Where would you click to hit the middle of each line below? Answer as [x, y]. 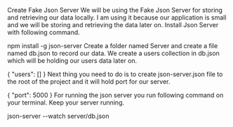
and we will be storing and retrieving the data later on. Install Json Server [113, 25]
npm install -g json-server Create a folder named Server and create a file [113, 46]
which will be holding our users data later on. [72, 61]
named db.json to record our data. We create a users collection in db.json [113, 53]
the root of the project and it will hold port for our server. [89, 82]
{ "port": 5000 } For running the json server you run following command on [115, 95]
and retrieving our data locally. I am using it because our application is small [117, 17]
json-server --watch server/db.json [59, 116]
